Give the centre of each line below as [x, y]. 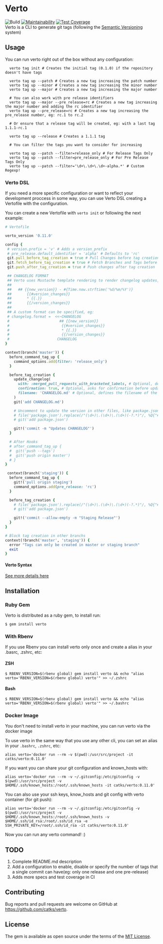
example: [14, 218]
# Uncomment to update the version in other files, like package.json [87, 411]
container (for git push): [29, 800]
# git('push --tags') [32, 451]
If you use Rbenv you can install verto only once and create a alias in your [79, 647]
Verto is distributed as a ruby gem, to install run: [53, 615]
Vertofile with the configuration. [37, 204]
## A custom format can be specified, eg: [51, 312]
